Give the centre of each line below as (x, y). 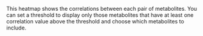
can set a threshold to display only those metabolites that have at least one (100, 15)
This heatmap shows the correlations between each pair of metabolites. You (102, 9)
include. (16, 28)
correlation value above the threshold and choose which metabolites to (95, 21)
